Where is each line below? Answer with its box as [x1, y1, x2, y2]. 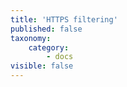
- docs [46, 52, 74, 62]
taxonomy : [10, 33, 52, 43]
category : [28, 42, 70, 53]
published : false [10, 24, 83, 34]
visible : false [10, 61, 74, 71]
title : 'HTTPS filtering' [10, 14, 118, 25]
